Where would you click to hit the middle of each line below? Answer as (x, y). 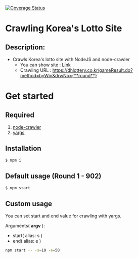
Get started (30, 96)
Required (20, 115)
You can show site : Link (45, 65)
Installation (23, 148)
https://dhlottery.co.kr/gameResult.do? (93, 70)
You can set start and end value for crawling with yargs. (63, 216)
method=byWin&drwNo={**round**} (58, 76)
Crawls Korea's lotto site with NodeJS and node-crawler (71, 59)
